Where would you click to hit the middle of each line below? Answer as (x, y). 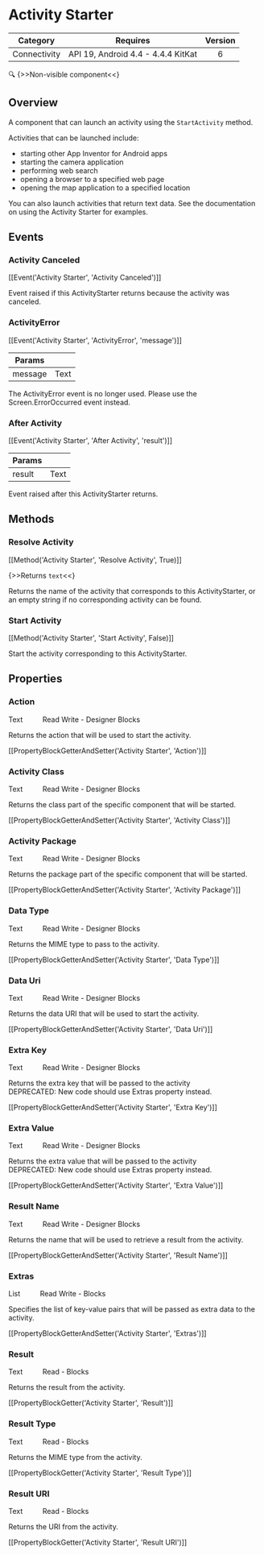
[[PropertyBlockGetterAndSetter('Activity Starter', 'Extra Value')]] (116, 1185)
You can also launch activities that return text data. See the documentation (132, 203)
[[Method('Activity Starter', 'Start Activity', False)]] (91, 638)
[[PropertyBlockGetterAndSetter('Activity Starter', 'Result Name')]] (118, 1255)
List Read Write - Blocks (57, 1294)
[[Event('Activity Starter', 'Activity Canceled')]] (85, 278)
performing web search (59, 170)
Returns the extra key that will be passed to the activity (99, 1083)
